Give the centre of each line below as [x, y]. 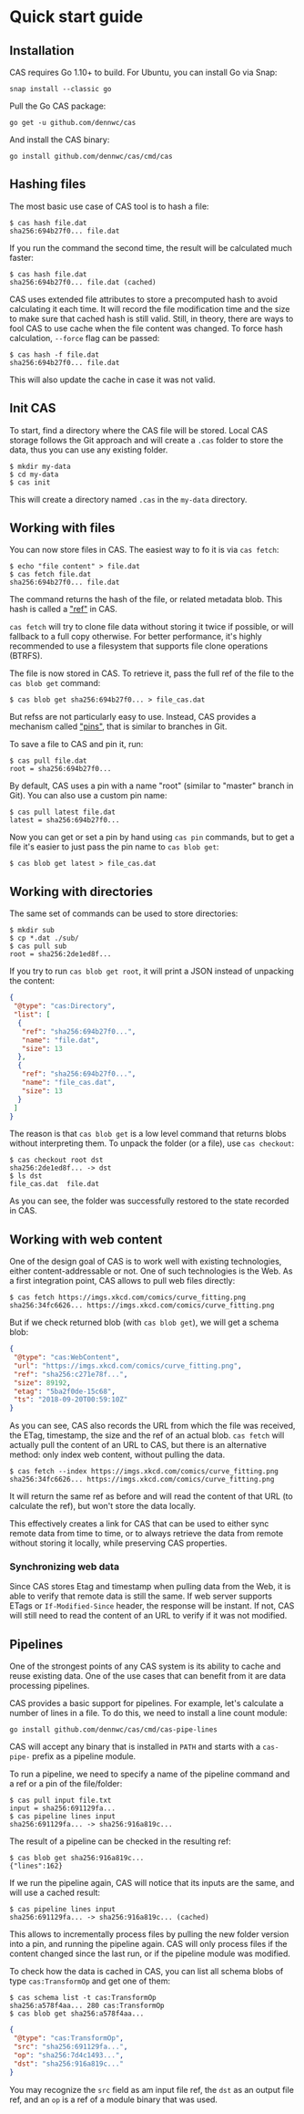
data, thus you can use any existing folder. [89, 450]
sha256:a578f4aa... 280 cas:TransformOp [87, 2006]
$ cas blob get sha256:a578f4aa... [77, 2014]
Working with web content [86, 1239]
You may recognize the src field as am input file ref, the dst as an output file [152, 2089]
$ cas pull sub [38, 946]
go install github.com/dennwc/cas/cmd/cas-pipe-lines [114, 1730]
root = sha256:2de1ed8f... [61, 954]
